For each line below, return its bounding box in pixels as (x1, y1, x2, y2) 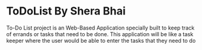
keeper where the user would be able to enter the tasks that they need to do (6, 37, 196, 44)
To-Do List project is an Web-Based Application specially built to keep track (6, 24, 195, 31)
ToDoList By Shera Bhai (6, 4, 126, 18)
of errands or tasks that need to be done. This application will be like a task (6, 30, 194, 37)
